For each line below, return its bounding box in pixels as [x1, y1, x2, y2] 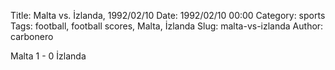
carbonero [10, 31, 54, 42]
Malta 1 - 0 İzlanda [10, 50, 87, 62]
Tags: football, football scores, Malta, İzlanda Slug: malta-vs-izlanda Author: [10, 20, 324, 32]
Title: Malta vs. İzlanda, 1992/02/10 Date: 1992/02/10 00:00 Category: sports [10, 10, 326, 21]
